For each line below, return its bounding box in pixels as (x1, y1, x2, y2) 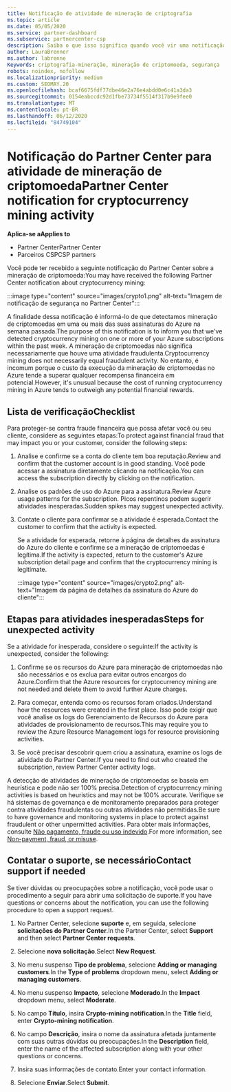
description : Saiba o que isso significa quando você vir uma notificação (7, 42, 226, 49)
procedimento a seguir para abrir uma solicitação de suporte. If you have (7, 891, 212, 899)
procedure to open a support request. (7, 905, 114, 914)
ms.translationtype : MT (7, 100, 76, 107)
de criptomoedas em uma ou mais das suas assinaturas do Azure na (7, 320, 201, 328)
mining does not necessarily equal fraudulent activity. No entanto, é (7, 356, 199, 365)
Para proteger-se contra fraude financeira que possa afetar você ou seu (7, 424, 212, 433)
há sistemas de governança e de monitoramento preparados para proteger (7, 799, 219, 807)
